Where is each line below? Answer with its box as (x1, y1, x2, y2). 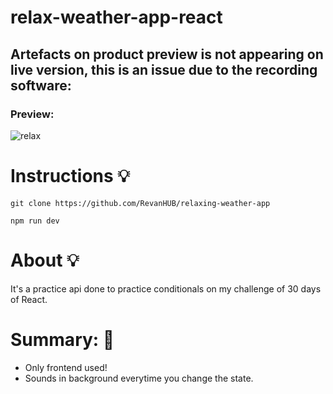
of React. (10, 293, 48, 305)
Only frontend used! (24, 361, 108, 373)
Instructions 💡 (10, 165, 130, 188)
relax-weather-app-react (10, 6, 223, 29)
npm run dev (10, 216, 60, 226)
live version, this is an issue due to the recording (10, 61, 318, 78)
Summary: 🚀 (10, 328, 115, 351)
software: (10, 77, 72, 94)
